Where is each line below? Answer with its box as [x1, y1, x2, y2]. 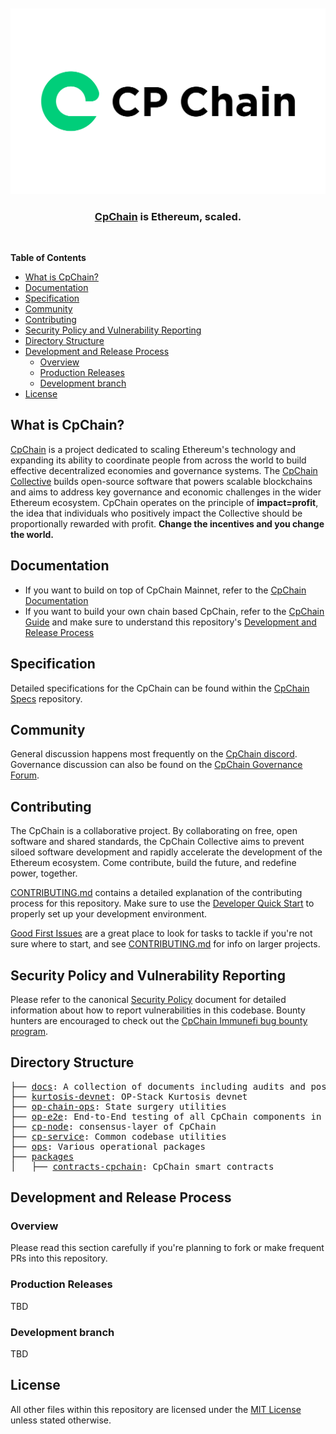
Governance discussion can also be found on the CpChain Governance [10, 759, 303, 771]
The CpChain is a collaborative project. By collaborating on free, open [10, 825, 298, 837]
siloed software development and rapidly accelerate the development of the [10, 846, 323, 858]
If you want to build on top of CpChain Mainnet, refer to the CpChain [24, 584, 307, 596]
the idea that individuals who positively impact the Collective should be [10, 507, 303, 519]
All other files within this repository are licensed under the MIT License [10, 1403, 302, 1415]
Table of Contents [10, 252, 87, 264]
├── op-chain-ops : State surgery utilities [10, 1101, 227, 1112]
